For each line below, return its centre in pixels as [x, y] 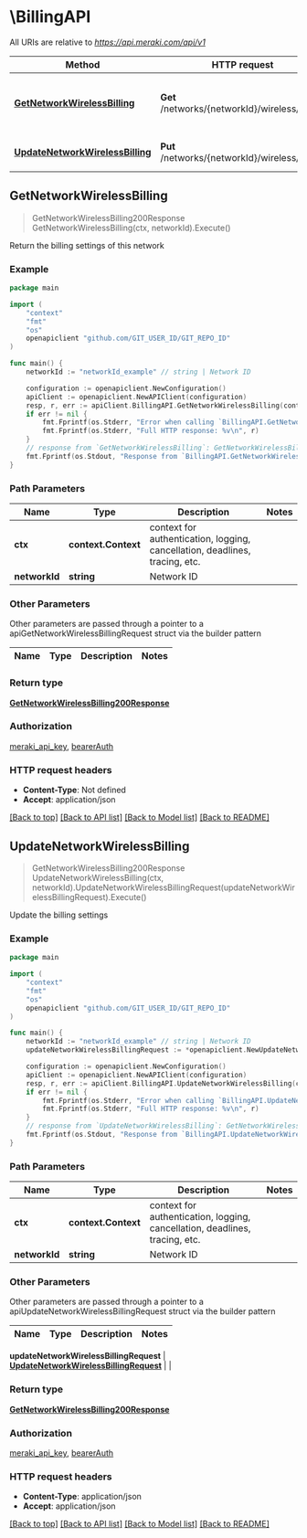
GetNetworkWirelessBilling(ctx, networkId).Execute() [131, 228]
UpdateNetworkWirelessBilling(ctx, [98, 877]
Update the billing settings [59, 915]
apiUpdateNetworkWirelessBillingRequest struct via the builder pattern [143, 1311]
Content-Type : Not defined [74, 790]
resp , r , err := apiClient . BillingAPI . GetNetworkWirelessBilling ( [155, 405]
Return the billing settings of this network [87, 245]
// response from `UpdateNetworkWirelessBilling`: [124, 1126]
